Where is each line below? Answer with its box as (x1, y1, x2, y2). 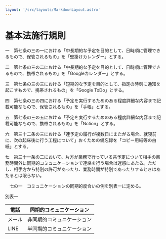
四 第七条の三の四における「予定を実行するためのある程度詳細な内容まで (5, 97, 157, 103)
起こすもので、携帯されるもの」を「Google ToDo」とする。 (5, 87, 127, 93)
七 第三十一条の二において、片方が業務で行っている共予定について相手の (5, 154, 156, 160)
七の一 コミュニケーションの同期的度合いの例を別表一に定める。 (9, 183, 144, 189)
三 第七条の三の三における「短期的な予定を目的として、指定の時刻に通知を (5, 81, 161, 87)
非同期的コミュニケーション (27, 216, 92, 223)
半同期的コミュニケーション (27, 225, 92, 232)
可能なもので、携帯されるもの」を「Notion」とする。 (9, 120, 118, 126)
